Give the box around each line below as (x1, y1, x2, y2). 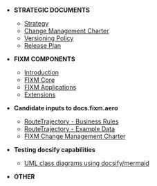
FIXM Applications (24, 83, 77, 91)
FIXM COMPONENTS (13, 55, 75, 63)
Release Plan (24, 42, 62, 49)
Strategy (24, 19, 49, 27)
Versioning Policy (24, 34, 74, 42)
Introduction (24, 69, 59, 76)
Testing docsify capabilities (13, 146, 95, 153)
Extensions (24, 90, 56, 99)
